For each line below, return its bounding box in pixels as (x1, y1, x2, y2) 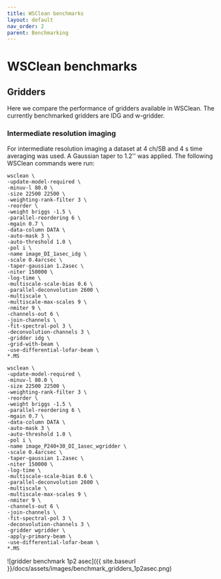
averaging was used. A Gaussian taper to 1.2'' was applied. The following (7, 152, 213, 160)
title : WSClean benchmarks (7, 10, 84, 17)
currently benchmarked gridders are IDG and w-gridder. (7, 111, 166, 120)
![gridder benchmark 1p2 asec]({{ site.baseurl (7, 557, 136, 565)
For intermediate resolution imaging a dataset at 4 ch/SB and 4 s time (7, 144, 203, 152)
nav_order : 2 (7, 23, 44, 30)
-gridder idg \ (7, 334, 51, 341)
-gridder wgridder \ (7, 527, 66, 534)
